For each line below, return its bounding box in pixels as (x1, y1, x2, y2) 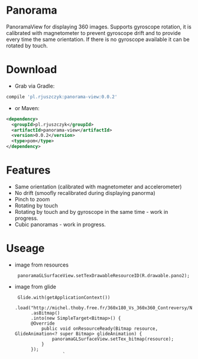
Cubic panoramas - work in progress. (14, 220, 106, 228)
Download (6, 63, 57, 76)
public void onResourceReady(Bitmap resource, (41, 325, 158, 332)
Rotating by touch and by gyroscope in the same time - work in (14, 208, 168, 215)
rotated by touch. (6, 42, 48, 49)
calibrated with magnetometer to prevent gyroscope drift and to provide (6, 29, 181, 36)
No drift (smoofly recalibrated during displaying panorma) (14, 189, 155, 196)
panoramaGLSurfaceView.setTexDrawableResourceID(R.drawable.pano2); (17, 273, 190, 278)
